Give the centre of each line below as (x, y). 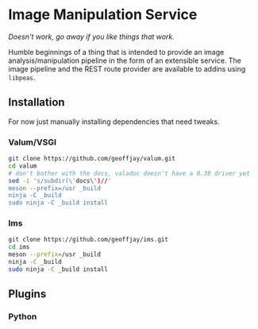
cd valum (23, 166)
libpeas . (22, 77)
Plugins (27, 294)
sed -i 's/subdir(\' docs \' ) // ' (60, 180)
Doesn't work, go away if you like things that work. (91, 37)
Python (23, 317)
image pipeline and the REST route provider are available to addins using (127, 68)
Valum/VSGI (33, 142)
